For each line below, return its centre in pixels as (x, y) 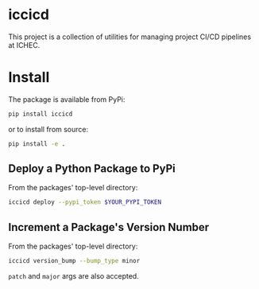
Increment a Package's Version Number (109, 227)
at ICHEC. (24, 45)
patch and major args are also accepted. (73, 276)
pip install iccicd (41, 114)
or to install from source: (48, 129)
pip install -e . (37, 144)
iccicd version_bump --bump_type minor (74, 261)
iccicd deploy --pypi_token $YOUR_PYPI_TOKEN (85, 202)
